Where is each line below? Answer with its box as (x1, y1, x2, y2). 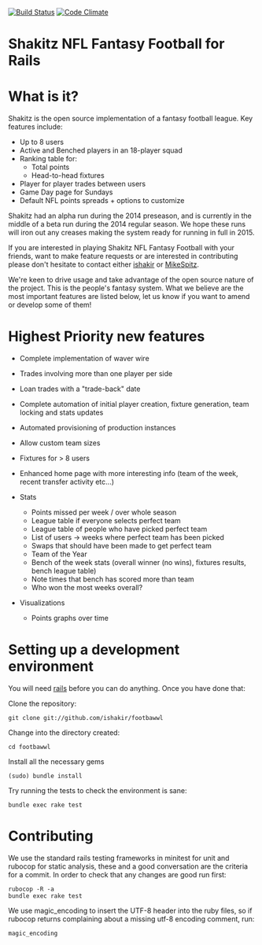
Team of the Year (31, 549, 88, 559)
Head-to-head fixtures (31, 171, 105, 180)
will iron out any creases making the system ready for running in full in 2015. (8, 228, 255, 238)
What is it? (8, 87, 79, 105)
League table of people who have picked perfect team (31, 524, 208, 534)
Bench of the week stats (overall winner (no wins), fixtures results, (31, 558, 246, 567)
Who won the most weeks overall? (31, 583, 143, 592)
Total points (31, 162, 70, 172)
